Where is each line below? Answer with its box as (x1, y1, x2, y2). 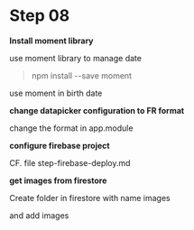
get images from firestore (9, 175, 107, 186)
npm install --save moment (31, 69, 133, 81)
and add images (9, 209, 69, 221)
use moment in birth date (9, 87, 103, 98)
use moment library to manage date (9, 52, 143, 63)
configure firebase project (9, 140, 110, 151)
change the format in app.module (9, 123, 134, 133)
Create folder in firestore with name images (9, 192, 171, 203)
